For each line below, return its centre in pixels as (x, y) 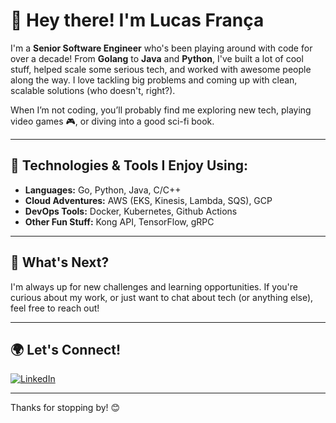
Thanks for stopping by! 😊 (65, 408)
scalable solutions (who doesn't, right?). (93, 90)
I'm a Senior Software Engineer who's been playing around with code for (161, 48)
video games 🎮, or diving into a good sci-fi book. (112, 121)
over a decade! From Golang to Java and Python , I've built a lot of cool (157, 58)
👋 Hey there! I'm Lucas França (137, 20)
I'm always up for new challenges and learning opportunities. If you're (154, 286)
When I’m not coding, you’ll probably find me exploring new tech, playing (161, 110)
